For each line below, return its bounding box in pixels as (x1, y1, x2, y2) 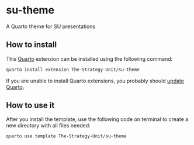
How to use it (6, 101, 55, 111)
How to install (6, 40, 57, 50)
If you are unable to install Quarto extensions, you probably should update (6, 77, 184, 84)
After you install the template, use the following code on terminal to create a (6, 116, 189, 123)
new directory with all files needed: (6, 122, 91, 129)
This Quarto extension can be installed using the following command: (6, 55, 173, 62)
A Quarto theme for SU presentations (6, 23, 95, 30)
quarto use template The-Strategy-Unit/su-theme (6, 133, 127, 139)
